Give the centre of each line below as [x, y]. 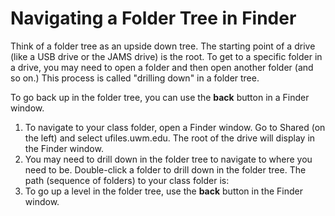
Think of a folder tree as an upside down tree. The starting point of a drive [163, 46]
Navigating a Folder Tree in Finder [153, 18]
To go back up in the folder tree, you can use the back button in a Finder [160, 97]
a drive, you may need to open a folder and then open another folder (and [162, 67]
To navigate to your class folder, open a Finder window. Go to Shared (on [175, 127]
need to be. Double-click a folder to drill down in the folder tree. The [165, 169]
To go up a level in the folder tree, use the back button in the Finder [163, 191]
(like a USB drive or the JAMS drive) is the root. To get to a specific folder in [166, 56]
